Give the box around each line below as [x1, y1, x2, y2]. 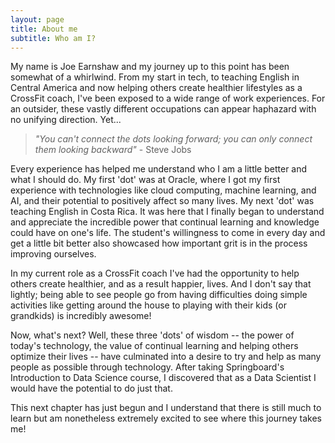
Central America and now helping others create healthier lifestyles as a [10, 82, 303, 94]
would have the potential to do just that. [10, 382, 173, 395]
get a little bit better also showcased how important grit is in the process [10, 237, 308, 250]
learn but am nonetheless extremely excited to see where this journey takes [10, 412, 322, 425]
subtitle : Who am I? [10, 33, 97, 43]
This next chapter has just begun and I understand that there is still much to [10, 402, 322, 414]
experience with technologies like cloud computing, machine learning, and [10, 184, 317, 196]
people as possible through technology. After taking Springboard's [10, 361, 285, 373]
